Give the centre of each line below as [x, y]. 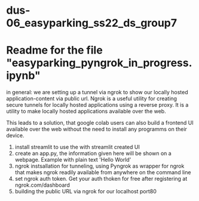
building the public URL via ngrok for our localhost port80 [86, 191]
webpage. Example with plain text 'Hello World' [73, 160]
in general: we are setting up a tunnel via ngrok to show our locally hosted [97, 92]
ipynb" [23, 76]
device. [15, 135]
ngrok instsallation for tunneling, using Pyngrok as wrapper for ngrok [99, 166]
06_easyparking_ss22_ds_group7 [92, 23]
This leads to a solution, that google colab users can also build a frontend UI [100, 123]
